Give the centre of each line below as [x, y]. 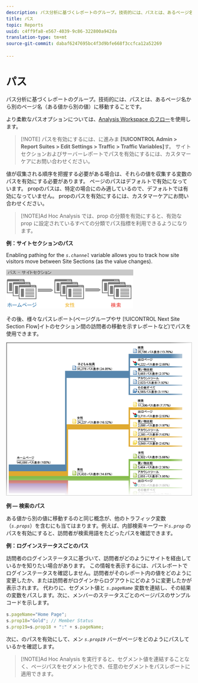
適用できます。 [39, 674]
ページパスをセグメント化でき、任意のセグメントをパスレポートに [110, 666]
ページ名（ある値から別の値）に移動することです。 [83, 106]
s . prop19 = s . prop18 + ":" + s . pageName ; [55, 627]
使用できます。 [24, 333]
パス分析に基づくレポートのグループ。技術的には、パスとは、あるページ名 [96, 99]
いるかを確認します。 [32, 646]
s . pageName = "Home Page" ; [37, 614]
